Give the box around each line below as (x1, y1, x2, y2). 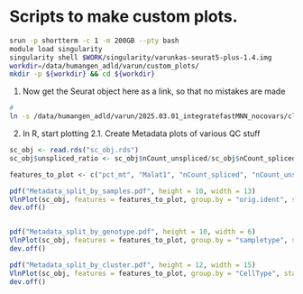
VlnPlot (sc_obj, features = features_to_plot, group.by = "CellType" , (9, 269, 280, 278)
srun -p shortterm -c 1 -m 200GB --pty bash (9, 36, 179, 45)
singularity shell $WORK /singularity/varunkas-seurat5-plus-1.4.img (9, 52, 272, 62)
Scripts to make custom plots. (9, 6, 238, 27)
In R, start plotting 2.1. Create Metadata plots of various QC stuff (22, 128, 261, 139)
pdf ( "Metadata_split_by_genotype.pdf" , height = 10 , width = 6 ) (9, 227, 256, 236)
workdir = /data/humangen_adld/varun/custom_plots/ (9, 61, 200, 70)
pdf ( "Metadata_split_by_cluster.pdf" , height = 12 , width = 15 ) (9, 260, 256, 270)
